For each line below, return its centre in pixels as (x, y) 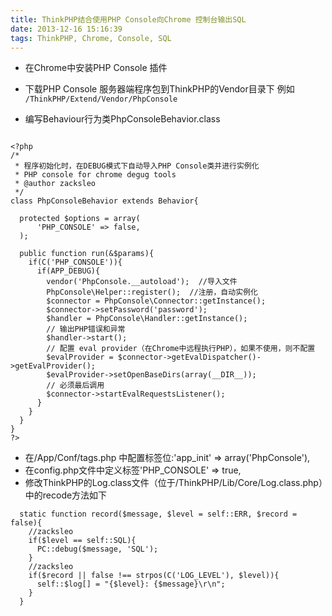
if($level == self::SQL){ (82, 541)
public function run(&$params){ (87, 254)
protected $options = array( (80, 219)
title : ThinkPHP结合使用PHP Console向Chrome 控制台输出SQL (128, 19)
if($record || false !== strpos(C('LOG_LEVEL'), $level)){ (154, 576)
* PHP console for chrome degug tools (95, 175)
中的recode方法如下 (66, 495)
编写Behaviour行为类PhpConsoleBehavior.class (122, 119)
